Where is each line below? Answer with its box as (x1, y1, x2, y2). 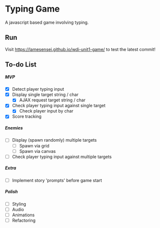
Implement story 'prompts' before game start (12, 177, 102, 183)
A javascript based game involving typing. (5, 19, 89, 25)
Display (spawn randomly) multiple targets (12, 137, 97, 143)
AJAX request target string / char (19, 97, 86, 103)
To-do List (5, 61, 37, 69)
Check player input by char (19, 108, 74, 114)
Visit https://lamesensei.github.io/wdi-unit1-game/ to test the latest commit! (5, 46, 156, 52)
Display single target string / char (12, 92, 79, 98)
